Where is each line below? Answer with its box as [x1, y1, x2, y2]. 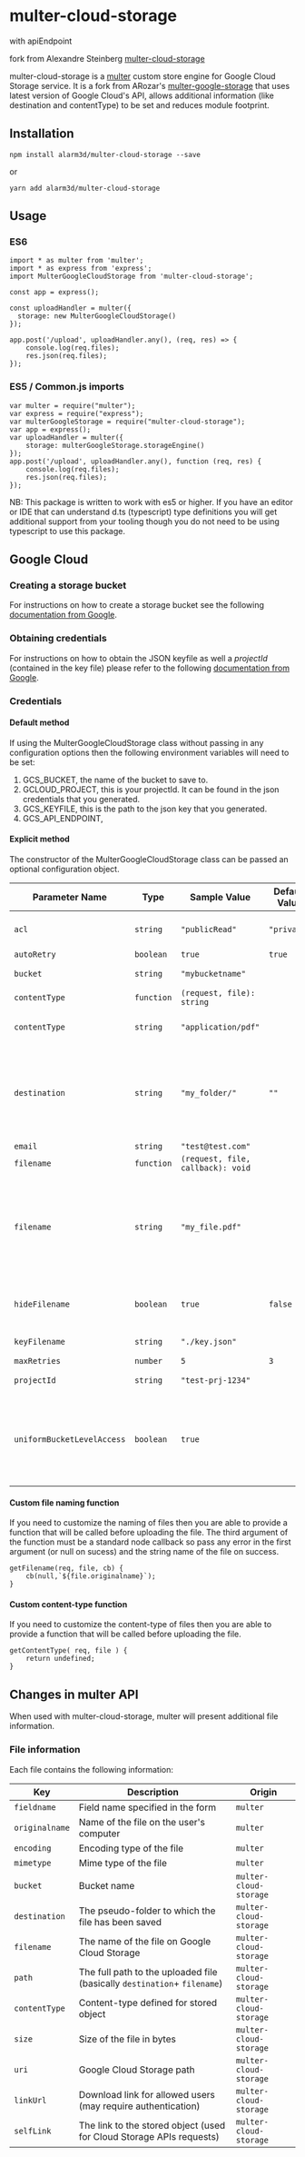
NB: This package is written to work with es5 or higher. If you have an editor [9, 496, 293, 507]
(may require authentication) [78, 2100, 201, 2112]
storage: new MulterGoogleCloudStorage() [17, 312, 177, 321]
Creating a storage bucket [9, 579, 127, 591]
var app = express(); [9, 424, 92, 434]
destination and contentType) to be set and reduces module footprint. [9, 99, 270, 110]
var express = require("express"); [9, 409, 144, 418]
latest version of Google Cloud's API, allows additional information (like [9, 90, 274, 101]
